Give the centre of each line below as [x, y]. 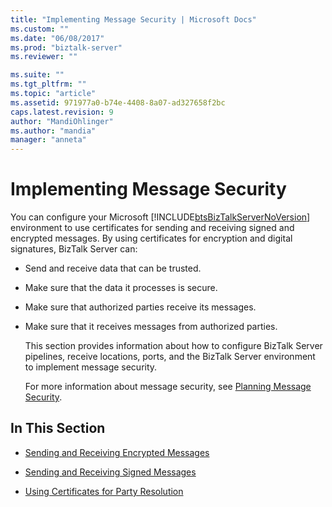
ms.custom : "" [40, 29]
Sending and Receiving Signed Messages [110, 472]
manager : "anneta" [48, 140]
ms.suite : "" [37, 75]
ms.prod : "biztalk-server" [66, 47]
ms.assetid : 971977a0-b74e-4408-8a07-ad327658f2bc [118, 102]
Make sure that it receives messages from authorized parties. [151, 327]
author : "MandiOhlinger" [62, 121]
